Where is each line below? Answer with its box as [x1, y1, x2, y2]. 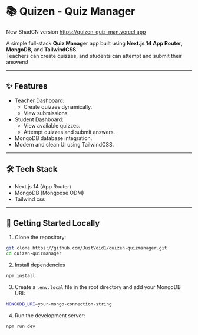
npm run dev [6, 323, 35, 329]
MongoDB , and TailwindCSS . [6, 45, 78, 53]
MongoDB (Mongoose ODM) [14, 189, 84, 196]
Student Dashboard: [14, 116, 64, 123]
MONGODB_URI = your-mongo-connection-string [6, 301, 112, 307]
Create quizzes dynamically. [23, 103, 93, 110]
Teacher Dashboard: [14, 97, 65, 104]
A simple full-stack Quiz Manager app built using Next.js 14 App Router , [6, 40, 183, 47]
